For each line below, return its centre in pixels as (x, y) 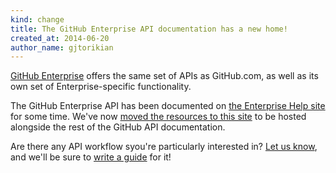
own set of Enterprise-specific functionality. (101, 87)
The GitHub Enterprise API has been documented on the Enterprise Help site (168, 106)
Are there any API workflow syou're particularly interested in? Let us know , (164, 147)
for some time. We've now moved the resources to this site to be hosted (158, 117)
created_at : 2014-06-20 (60, 38)
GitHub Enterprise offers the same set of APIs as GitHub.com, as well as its (164, 76)
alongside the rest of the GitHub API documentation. (118, 127)
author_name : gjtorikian (62, 47)
